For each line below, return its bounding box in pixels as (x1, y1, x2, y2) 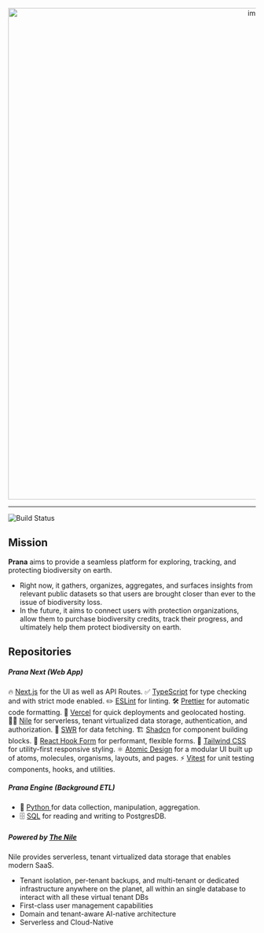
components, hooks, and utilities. (8, 765, 115, 774)
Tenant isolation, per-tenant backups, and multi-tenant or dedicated (19, 876, 240, 885)
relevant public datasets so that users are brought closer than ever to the (19, 588, 256, 598)
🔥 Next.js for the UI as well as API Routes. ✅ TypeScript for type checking (8, 687, 247, 696)
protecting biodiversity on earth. (8, 565, 112, 574)
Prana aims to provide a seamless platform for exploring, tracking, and (8, 557, 236, 566)
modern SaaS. (8, 861, 54, 870)
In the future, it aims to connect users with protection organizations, (19, 606, 240, 615)
